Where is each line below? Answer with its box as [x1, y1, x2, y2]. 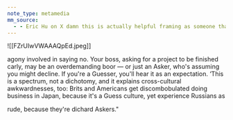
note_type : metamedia [7, 10, 70, 17]
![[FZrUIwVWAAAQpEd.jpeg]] [7, 42, 92, 50]
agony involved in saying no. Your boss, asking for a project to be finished [7, 55, 218, 63]
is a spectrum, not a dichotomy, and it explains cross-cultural [7, 77, 182, 86]
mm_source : [7, 17, 39, 23]
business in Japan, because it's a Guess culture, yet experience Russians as [7, 92, 225, 100]
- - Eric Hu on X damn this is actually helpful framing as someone [13, 23, 216, 30]
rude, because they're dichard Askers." [7, 105, 119, 114]
